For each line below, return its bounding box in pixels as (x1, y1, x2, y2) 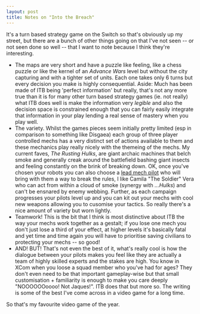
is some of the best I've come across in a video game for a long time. (14, 289, 185, 296)
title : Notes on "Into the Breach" (6, 14, 95, 20)
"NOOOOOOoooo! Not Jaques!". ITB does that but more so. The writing (14, 282, 190, 290)
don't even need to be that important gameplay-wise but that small (14, 270, 179, 277)
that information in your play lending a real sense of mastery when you (14, 111, 189, 119)
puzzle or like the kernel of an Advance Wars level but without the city (14, 67, 188, 74)
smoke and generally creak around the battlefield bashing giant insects (14, 156, 190, 163)
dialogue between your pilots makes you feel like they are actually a (14, 251, 182, 258)
